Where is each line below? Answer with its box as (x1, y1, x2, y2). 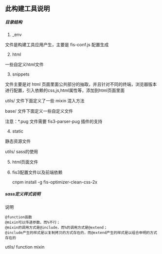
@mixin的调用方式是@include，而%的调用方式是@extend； (5, 225, 108, 230)
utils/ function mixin (5, 244, 45, 250)
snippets (12, 71, 30, 77)
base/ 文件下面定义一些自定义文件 (5, 108, 73, 114)
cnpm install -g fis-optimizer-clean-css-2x (12, 179, 98, 185)
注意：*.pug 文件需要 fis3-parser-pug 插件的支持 (5, 118, 103, 124)
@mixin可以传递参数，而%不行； (5, 220, 60, 225)
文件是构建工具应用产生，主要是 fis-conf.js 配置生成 (5, 42, 109, 48)
